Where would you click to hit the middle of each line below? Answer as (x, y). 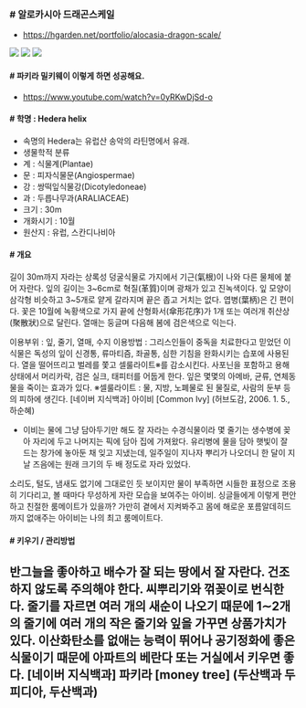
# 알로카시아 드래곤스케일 (62, 14)
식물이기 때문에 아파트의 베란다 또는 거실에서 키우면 (145, 657)
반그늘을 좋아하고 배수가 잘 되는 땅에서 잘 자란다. (137, 571)
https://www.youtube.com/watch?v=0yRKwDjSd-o (117, 97)
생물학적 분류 (46, 152)
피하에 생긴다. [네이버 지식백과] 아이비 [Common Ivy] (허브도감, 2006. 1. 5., (154, 398)
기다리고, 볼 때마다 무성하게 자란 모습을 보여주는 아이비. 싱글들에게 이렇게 (149, 494)
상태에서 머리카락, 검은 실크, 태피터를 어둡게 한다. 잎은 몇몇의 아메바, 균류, (141, 375)
